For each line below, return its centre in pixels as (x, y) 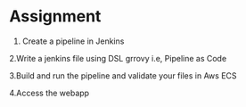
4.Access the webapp (49, 93)
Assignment (55, 16)
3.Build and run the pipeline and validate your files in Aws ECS (123, 75)
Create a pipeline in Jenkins (73, 41)
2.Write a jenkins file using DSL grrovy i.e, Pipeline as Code (118, 58)
